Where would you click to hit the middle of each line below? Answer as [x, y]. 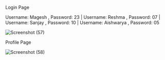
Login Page [17, 7]
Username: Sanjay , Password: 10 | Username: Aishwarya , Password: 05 [82, 23]
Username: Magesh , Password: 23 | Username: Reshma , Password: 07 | [83, 17]
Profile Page [18, 42]
